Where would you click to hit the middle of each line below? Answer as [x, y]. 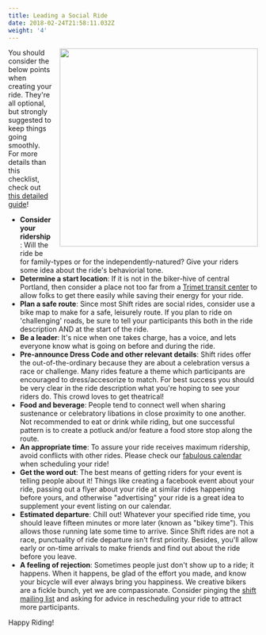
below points [29, 70]
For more [23, 154]
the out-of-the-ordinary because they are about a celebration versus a [135, 363]
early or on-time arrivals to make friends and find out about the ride [130, 549]
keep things [27, 128]
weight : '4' [28, 30]
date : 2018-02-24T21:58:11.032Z [61, 23]
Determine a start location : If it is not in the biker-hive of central [124, 279]
